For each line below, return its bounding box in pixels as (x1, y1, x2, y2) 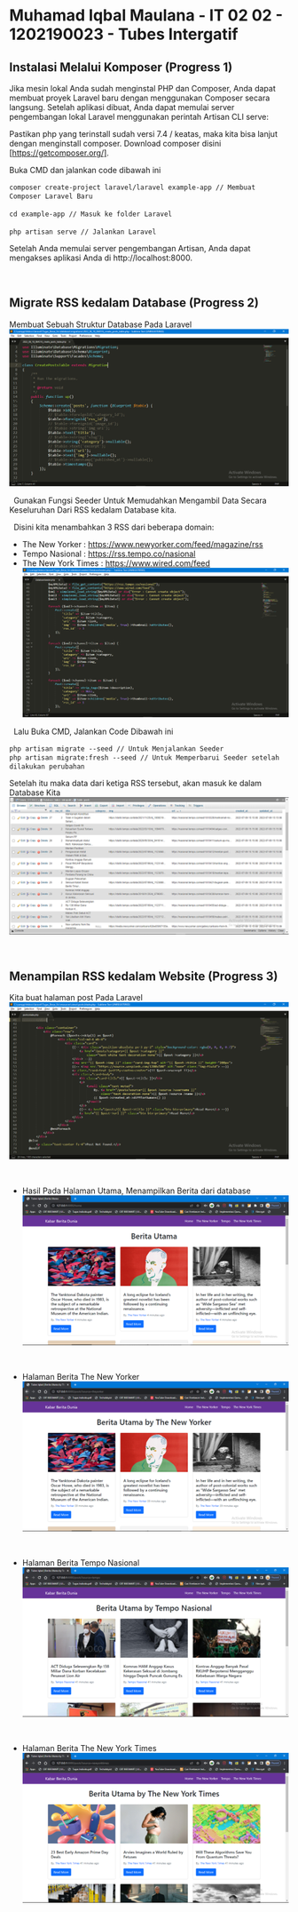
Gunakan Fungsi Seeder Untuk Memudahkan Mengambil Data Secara (12, 495, 268, 506)
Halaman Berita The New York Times (21, 1743, 157, 1754)
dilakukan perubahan (9, 762, 86, 771)
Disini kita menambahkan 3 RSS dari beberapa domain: (12, 522, 215, 532)
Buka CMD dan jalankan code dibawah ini (9, 165, 161, 175)
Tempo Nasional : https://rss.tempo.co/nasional (21, 548, 196, 559)
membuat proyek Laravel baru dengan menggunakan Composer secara (9, 92, 271, 103)
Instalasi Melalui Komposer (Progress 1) (9, 60, 233, 75)
